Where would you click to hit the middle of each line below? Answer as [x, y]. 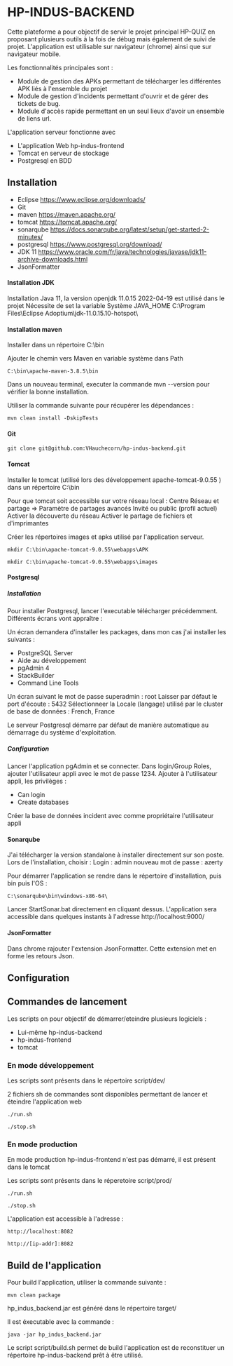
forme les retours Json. [41, 956]
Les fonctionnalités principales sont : [60, 67]
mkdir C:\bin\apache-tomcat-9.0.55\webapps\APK [78, 549]
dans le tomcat [29, 1167]
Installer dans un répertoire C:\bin [56, 345]
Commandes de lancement [67, 1002]
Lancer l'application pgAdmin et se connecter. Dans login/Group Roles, [110, 766]
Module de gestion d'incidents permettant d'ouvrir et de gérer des [113, 96]
